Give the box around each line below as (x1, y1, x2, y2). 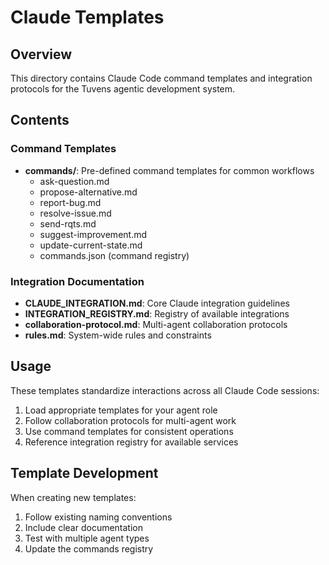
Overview (10, 46, 73, 63)
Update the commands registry (24, 542, 154, 555)
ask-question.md (39, 175, 110, 187)
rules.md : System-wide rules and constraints (24, 329, 212, 341)
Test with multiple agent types (24, 532, 150, 544)
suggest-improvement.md (39, 228, 148, 240)
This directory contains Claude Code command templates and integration (10, 72, 313, 84)
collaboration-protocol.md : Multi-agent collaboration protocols (24, 318, 288, 330)
